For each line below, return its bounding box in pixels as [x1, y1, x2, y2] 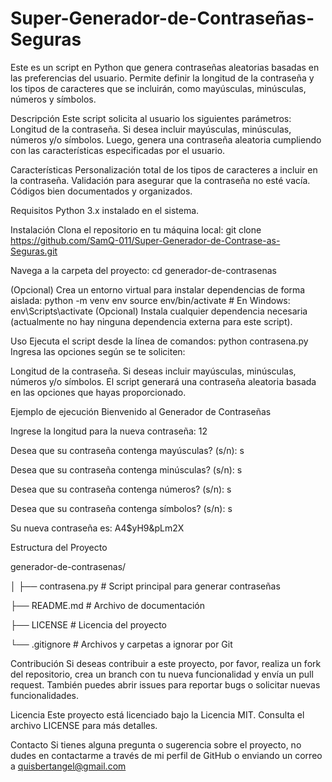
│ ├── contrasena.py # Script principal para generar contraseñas [10, 580, 281, 592]
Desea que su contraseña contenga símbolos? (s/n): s [10, 502, 233, 514]
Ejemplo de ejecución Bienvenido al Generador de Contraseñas [10, 405, 272, 417]
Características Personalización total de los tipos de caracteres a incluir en [10, 163, 318, 176]
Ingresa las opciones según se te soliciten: [10, 345, 186, 357]
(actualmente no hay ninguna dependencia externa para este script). [10, 315, 293, 327]
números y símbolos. [10, 93, 97, 105]
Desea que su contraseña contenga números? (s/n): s [10, 483, 232, 495]
